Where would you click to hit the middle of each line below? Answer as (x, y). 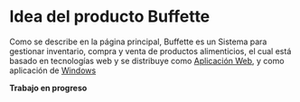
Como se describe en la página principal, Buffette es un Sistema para (138, 42)
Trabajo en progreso (48, 88)
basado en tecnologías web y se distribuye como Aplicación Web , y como (147, 60)
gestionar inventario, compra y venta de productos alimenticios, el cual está (150, 51)
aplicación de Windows (53, 70)
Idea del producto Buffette (110, 17)
